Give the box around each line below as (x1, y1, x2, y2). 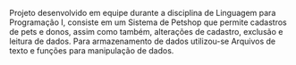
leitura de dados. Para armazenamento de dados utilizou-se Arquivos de (9, 36, 275, 46)
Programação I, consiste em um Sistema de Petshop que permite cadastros (9, 17, 288, 28)
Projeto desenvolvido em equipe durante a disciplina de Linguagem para (9, 8, 276, 18)
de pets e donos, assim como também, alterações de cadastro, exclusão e (9, 27, 283, 37)
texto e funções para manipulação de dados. (9, 45, 174, 56)
